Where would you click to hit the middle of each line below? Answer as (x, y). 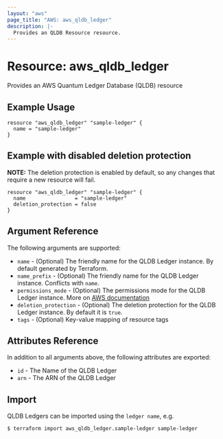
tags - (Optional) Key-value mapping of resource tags (93, 319)
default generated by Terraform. (62, 268)
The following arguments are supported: (64, 248)
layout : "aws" (27, 13)
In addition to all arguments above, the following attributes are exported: (109, 357)
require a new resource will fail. (51, 180)
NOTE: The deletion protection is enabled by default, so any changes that (111, 172)
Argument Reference (53, 232)
